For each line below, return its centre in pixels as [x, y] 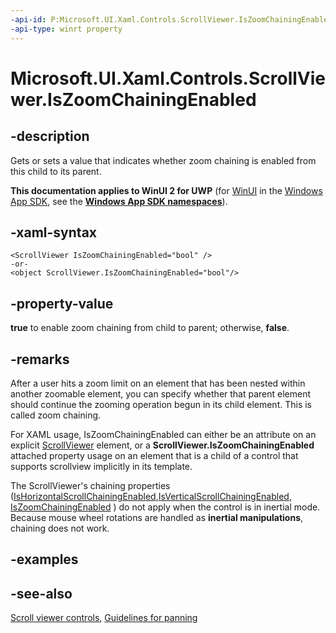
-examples [44, 559]
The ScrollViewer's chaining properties [90, 485]
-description [50, 136]
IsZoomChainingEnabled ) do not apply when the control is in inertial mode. [165, 507]
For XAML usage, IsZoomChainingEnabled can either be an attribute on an [163, 434]
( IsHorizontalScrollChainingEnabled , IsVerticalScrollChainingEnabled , [151, 496]
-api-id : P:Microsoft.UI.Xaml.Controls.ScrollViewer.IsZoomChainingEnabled [171, 19]
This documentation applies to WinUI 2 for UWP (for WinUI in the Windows [166, 190]
